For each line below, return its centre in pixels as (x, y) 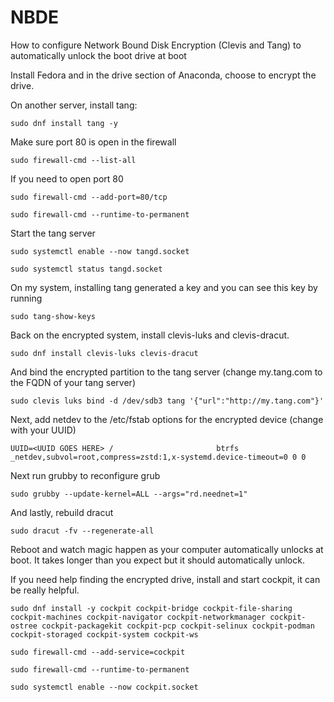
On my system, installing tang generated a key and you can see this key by (164, 287)
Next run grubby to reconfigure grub (85, 475)
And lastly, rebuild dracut (62, 512)
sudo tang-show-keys (53, 316)
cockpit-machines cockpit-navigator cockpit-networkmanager (138, 617)
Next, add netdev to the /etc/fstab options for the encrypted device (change (167, 419)
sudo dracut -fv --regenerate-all (82, 531)
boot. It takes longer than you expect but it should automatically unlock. (157, 560)
